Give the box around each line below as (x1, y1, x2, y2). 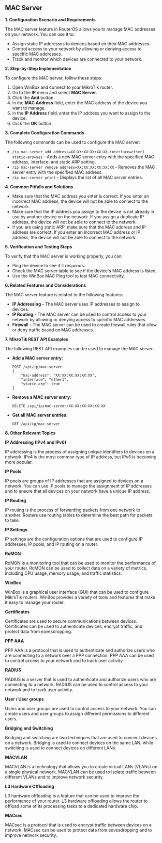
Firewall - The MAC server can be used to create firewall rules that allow (12, 322, 157, 327)
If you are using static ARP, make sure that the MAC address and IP (12, 224, 146, 230)
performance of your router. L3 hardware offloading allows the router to (5, 798, 148, 804)
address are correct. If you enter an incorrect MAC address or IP (12, 229, 141, 235)
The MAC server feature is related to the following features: (5, 292, 123, 297)
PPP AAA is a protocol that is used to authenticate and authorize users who (5, 647, 155, 653)
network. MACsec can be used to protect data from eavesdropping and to (5, 827, 152, 833)
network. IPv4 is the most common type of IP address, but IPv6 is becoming (5, 454, 157, 460)
